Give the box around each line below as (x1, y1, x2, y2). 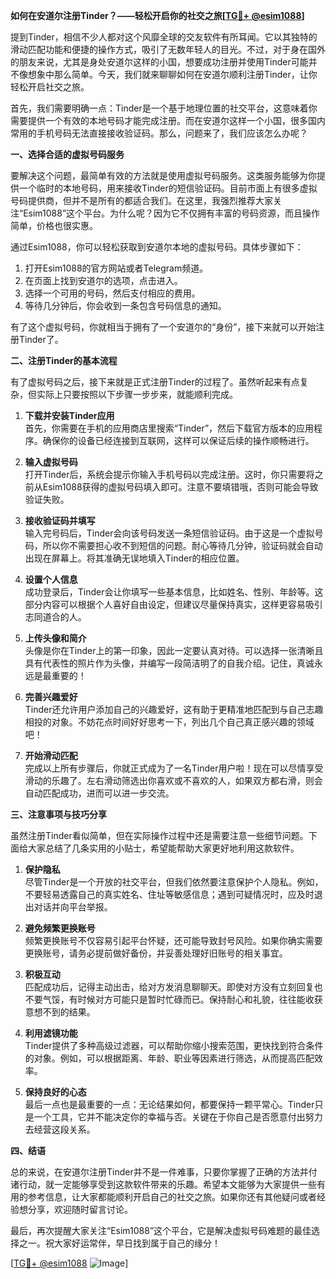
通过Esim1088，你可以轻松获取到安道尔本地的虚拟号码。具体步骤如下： (10, 241, 304, 253)
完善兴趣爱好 (24, 691, 78, 703)
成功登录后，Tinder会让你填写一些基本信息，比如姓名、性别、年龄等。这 (24, 586, 324, 598)
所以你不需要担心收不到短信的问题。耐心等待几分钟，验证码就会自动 (42, 540, 323, 551)
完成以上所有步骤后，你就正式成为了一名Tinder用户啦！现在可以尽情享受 (24, 762, 324, 774)
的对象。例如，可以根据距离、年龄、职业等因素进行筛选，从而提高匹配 (24, 1052, 315, 1064)
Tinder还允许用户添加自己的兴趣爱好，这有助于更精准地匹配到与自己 (24, 704, 307, 715)
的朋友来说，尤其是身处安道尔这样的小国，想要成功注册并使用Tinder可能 (10, 56, 309, 68)
